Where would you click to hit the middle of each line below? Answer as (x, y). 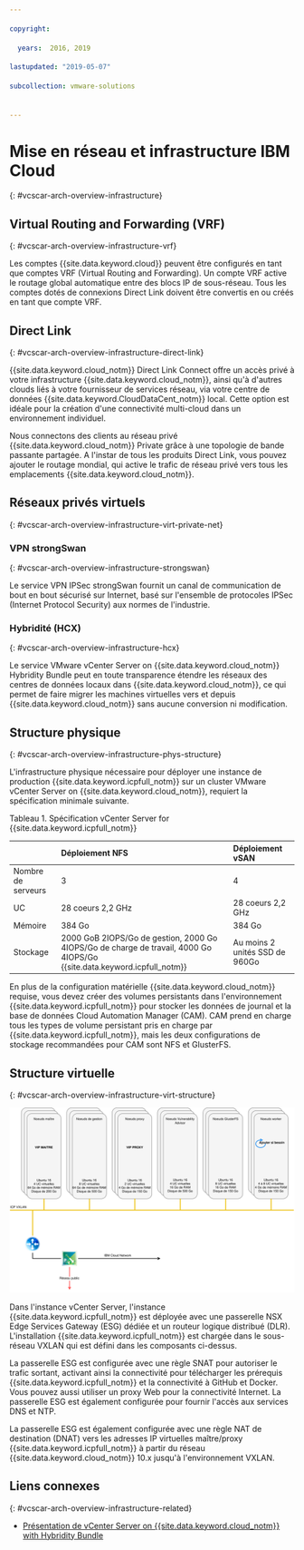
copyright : (30, 29)
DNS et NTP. (33, 1411)
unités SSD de (259, 952)
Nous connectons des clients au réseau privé (94, 436)
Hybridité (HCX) (45, 629)
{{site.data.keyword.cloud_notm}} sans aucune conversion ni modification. (148, 704)
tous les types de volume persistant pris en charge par (111, 1026)
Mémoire (30, 925)
